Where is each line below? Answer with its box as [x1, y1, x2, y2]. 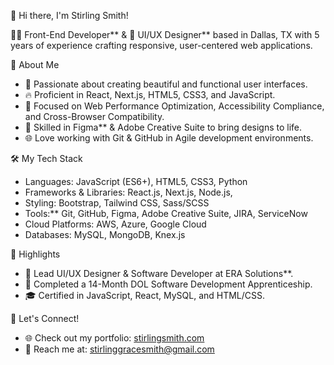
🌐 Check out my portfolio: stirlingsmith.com [24, 332, 205, 344]
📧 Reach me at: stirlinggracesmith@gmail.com [24, 343, 215, 355]
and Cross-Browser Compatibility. [24, 111, 165, 122]
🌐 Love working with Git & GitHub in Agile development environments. [24, 132, 314, 144]
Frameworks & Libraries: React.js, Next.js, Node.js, [24, 186, 233, 198]
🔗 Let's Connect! [10, 313, 80, 324]
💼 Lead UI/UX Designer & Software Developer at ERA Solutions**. [24, 268, 294, 279]
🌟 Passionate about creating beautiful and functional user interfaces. [24, 78, 308, 90]
